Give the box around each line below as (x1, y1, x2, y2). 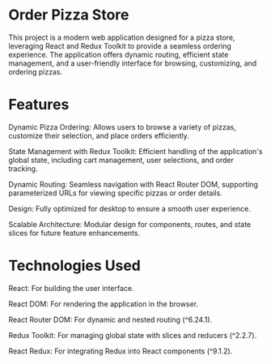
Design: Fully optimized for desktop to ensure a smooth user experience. (8, 203, 251, 213)
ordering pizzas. (8, 66, 63, 76)
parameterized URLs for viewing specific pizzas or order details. (8, 188, 222, 198)
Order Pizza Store (8, 6, 129, 24)
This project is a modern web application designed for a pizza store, (8, 32, 235, 42)
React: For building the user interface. (8, 283, 134, 293)
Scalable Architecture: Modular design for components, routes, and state (8, 219, 252, 229)
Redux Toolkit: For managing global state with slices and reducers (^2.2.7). (8, 330, 257, 340)
